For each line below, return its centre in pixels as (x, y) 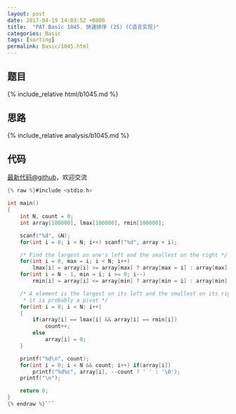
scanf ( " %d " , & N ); (45, 235)
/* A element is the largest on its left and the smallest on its (119, 293)
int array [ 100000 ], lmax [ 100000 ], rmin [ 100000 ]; (92, 223)
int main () (23, 203)
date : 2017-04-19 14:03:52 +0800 (56, 20)
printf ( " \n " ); (40, 378)
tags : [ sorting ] (31, 40)
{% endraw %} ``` (31, 404)
